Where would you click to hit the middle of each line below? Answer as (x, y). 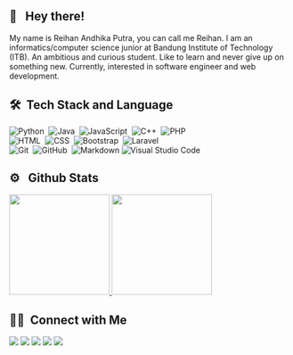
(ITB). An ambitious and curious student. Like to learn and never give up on (147, 57)
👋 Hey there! (47, 17)
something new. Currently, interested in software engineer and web (133, 66)
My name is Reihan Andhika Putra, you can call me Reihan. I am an (131, 37)
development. (34, 76)
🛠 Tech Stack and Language (91, 105)
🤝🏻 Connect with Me (68, 320)
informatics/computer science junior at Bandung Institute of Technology (141, 47)
